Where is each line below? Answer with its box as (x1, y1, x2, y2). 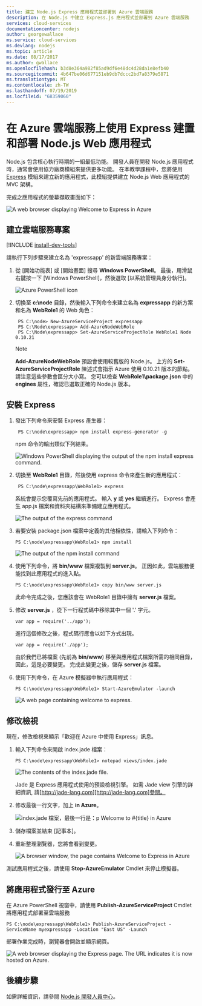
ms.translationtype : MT (6, 76, 67, 82)
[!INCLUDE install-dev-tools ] (6, 241, 77, 249)
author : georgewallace (6, 32, 64, 38)
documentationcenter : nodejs (6, 25, 80, 32)
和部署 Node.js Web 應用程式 (6, 136, 152, 150)
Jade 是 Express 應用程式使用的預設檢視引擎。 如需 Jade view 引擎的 (15, 781, 188, 788)
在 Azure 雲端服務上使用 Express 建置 (6, 121, 195, 135)
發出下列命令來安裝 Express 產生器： (15, 417, 108, 424)
